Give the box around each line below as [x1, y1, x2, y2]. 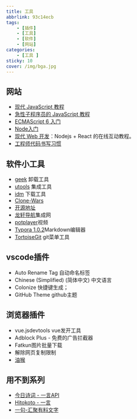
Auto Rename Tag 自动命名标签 [14, 269, 91, 276]
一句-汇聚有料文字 [14, 407, 59, 414]
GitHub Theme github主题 [14, 291, 78, 298]
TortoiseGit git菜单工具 [14, 234, 70, 240]
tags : [6, 19, 19, 25]
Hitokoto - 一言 [14, 399, 51, 406]
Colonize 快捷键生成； [14, 284, 69, 291]
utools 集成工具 [14, 183, 52, 190]
